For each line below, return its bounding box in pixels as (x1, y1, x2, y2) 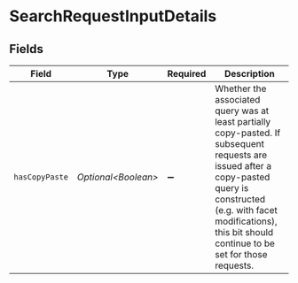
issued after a (214, 160, 272, 172)
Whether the (214, 82, 267, 95)
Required (167, 68, 207, 80)
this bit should (214, 226, 274, 238)
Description (224, 68, 275, 80)
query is (214, 182, 249, 194)
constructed (214, 193, 266, 205)
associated (214, 94, 261, 105)
